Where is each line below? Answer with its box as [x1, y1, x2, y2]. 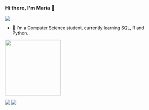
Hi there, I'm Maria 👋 [5, 4, 55, 11]
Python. [12, 30, 29, 36]
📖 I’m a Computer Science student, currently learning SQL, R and [12, 25, 145, 31]
